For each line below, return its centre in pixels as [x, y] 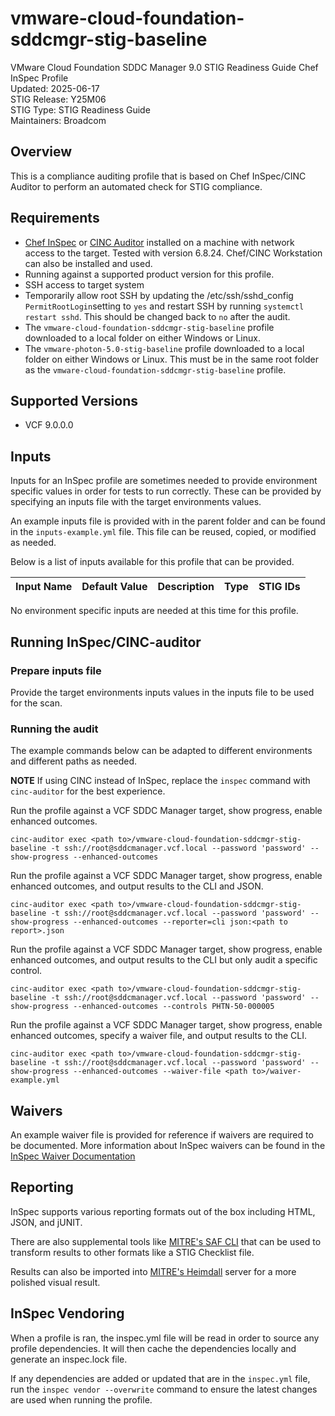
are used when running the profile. [81, 1399]
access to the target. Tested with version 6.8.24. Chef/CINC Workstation [173, 253]
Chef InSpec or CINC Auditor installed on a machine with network [159, 242]
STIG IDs [279, 587]
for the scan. [36, 703]
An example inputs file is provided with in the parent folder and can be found [168, 521]
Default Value [114, 587]
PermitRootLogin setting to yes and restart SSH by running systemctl [164, 306]
